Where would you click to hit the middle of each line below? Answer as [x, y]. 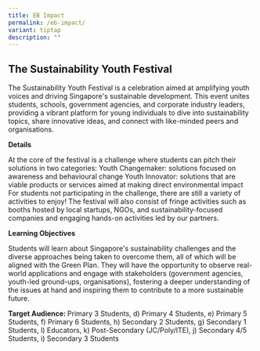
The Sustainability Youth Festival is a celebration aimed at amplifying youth [129, 88]
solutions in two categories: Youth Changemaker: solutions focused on [122, 168]
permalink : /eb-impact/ [47, 23]
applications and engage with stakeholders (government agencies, [135, 273]
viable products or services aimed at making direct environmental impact [126, 185]
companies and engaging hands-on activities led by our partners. [114, 218]
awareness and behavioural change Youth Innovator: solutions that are [122, 176]
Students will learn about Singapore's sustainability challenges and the [122, 248]
